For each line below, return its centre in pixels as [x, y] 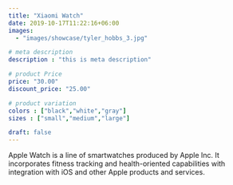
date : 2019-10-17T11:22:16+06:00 [64, 23]
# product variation [43, 103]
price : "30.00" [34, 81]
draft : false [30, 132]
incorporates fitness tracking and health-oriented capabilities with [117, 163]
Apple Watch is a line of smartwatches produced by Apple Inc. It [114, 155]
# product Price [35, 74]
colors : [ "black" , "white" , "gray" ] [67, 111]
